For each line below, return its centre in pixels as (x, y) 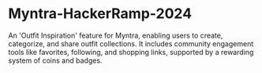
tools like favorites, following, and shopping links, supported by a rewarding (131, 52)
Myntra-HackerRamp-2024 (100, 14)
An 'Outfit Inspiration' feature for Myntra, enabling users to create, (116, 35)
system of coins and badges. (55, 60)
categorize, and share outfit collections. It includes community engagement (131, 43)
